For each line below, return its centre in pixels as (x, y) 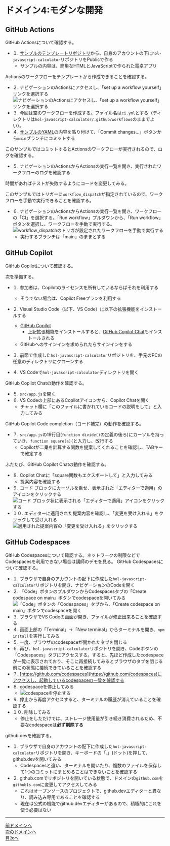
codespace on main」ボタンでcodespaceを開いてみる (69, 598)
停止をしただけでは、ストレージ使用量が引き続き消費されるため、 (89, 718)
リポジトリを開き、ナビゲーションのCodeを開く (85, 585)
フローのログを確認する (46, 173)
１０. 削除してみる (32, 712)
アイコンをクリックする (37, 494)
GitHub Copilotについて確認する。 (40, 266)
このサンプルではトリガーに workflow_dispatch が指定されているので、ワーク (84, 194)
